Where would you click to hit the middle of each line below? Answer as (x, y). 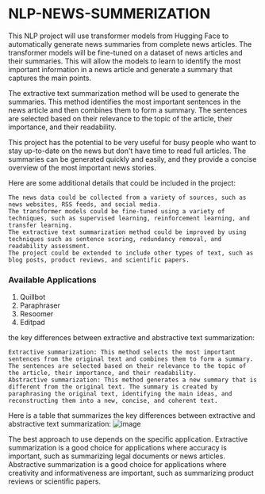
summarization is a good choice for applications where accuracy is (118, 448)
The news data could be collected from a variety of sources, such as (127, 197)
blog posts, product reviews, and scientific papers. (99, 260)
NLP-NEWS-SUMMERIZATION (109, 14)
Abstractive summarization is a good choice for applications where (117, 465)
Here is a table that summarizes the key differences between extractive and (132, 415)
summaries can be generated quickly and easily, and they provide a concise (132, 159)
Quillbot (33, 297)
